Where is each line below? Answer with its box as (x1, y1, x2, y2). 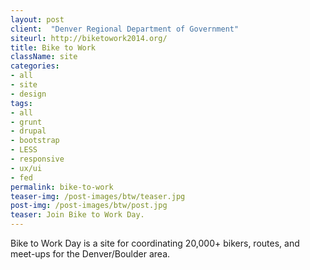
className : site (10, 52, 78, 62)
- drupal (10, 126, 47, 136)
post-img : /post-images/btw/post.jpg (10, 201, 168, 211)
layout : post (10, 14, 65, 25)
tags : (10, 98, 33, 108)
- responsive (10, 154, 65, 164)
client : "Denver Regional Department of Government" (10, 24, 240, 34)
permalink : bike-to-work (10, 182, 114, 192)
